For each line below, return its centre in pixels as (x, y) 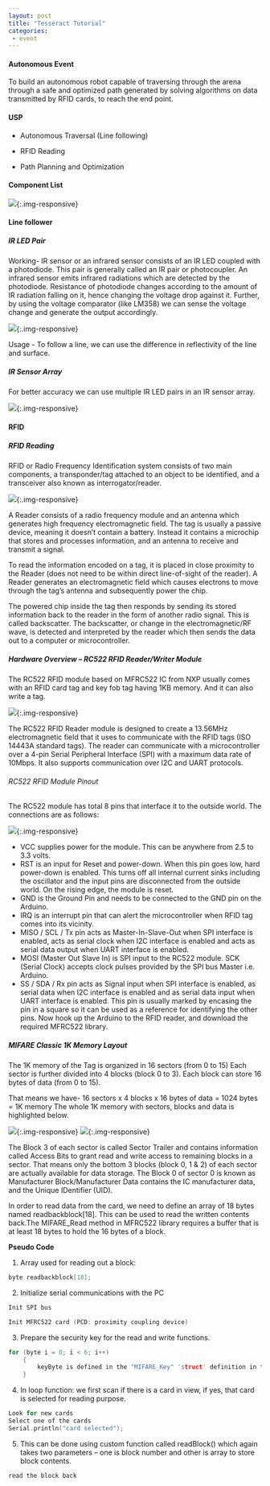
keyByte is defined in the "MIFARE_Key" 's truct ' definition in (147, 1367)
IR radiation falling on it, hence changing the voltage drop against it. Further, (134, 296)
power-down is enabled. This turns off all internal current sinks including (140, 873)
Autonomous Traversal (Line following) (84, 135)
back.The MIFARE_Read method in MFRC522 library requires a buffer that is (134, 1223)
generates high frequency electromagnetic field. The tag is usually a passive (135, 524)
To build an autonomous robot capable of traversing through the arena (125, 82)
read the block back (43, 1476)
